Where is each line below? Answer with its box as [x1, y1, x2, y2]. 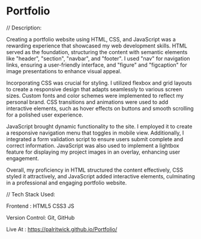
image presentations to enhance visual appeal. [6, 67, 122, 74]
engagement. [6, 154, 39, 162]
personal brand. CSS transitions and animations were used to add [6, 98, 169, 106]
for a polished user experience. [6, 111, 83, 118]
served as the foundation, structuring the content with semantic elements [6, 48, 188, 55]
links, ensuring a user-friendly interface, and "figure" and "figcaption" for [6, 61, 188, 68]
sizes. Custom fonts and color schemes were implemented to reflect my [6, 92, 184, 99]
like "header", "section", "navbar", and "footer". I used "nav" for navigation [6, 55, 190, 62]
